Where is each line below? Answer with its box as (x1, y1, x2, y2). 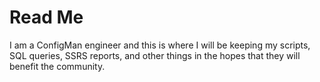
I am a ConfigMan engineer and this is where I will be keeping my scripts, (9, 39, 311, 51)
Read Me (9, 6, 84, 29)
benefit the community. (9, 60, 106, 72)
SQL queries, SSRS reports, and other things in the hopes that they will (9, 49, 301, 61)
